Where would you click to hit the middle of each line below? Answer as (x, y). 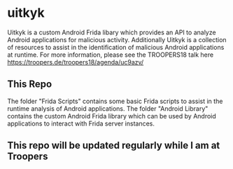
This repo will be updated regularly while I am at (114, 146)
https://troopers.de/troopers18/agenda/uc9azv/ (76, 62)
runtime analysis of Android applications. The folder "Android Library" (108, 108)
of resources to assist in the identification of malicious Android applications (116, 47)
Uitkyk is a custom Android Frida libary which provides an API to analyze (112, 32)
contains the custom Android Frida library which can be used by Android (112, 116)
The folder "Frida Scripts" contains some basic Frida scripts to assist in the (115, 101)
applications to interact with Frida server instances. (81, 123)
